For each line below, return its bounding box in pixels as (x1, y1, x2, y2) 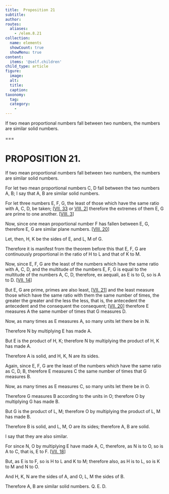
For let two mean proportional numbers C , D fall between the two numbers (5, 185, 160, 191)
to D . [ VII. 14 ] (5, 277, 32, 283)
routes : (5, 21, 22, 27)
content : (5, 54, 24, 60)
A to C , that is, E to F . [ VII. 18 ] (5, 448, 66, 455)
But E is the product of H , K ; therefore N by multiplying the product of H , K (5, 338, 159, 344)
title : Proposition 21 (5, 7, 55, 13)
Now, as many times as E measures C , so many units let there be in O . (5, 383, 150, 389)
